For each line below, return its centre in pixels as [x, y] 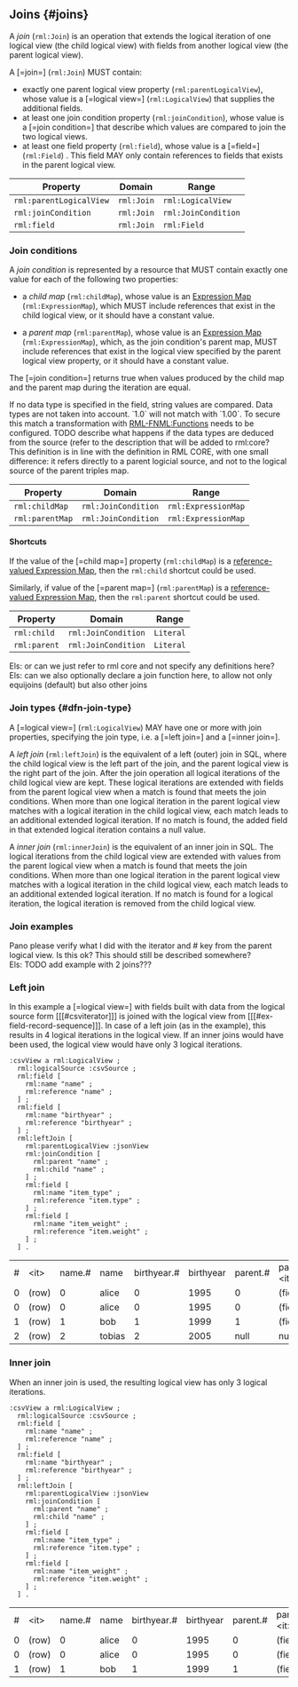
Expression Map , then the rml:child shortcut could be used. [146, 571]
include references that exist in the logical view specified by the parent [151, 352]
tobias [113, 1336]
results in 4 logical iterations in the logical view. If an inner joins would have [146, 1035]
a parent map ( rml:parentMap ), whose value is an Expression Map [141, 333]
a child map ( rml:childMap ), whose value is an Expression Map [137, 297]
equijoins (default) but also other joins [78, 685]
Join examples [41, 926]
